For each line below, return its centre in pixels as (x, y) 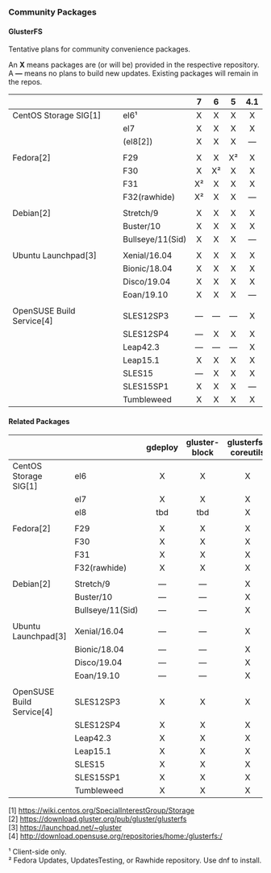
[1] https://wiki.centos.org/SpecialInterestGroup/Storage (102, 811)
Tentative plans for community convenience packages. (100, 49)
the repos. (25, 82)
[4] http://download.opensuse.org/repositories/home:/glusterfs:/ (116, 836)
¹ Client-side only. (38, 852)
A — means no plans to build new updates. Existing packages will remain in (133, 73)
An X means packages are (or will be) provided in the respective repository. (134, 65)
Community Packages (52, 12)
